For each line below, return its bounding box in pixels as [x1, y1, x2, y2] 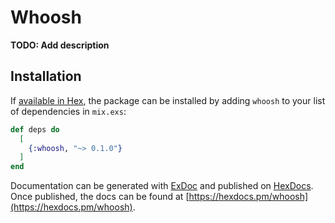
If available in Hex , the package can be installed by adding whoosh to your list [10, 94, 326, 106]
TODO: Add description [10, 39, 110, 51]
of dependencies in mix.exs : [10, 105, 127, 117]
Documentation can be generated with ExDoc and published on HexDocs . [10, 180, 314, 192]
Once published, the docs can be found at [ [10, 191, 190, 203]
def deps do [10, 124, 60, 135]
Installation [10, 68, 82, 85]
